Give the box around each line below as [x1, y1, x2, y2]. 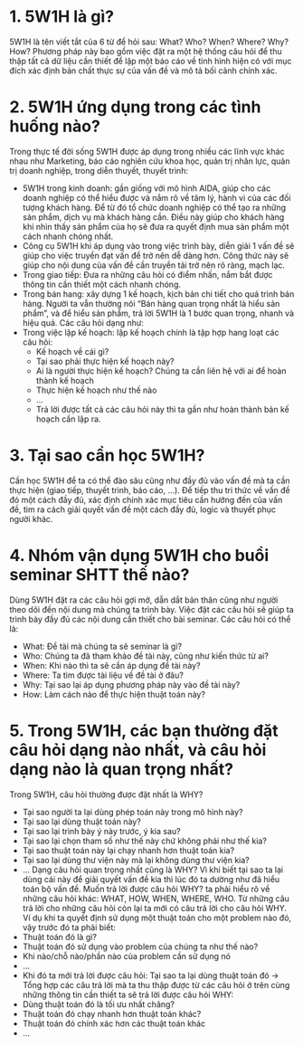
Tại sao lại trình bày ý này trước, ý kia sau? [22, 825, 181, 836]
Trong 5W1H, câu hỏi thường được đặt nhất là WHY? [9, 789, 204, 800]
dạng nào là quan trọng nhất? [9, 758, 233, 779]
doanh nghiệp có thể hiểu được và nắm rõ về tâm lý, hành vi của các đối [22, 192, 291, 203]
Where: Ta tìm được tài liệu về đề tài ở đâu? [22, 670, 184, 680]
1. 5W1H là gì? [9, 6, 115, 27]
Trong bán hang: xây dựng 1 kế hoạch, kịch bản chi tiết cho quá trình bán [22, 288, 295, 300]
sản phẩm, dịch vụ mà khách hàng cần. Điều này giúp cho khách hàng [22, 211, 285, 223]
